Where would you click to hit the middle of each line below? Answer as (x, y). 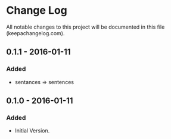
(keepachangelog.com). (35, 33)
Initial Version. (32, 131)
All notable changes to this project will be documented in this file (85, 27)
